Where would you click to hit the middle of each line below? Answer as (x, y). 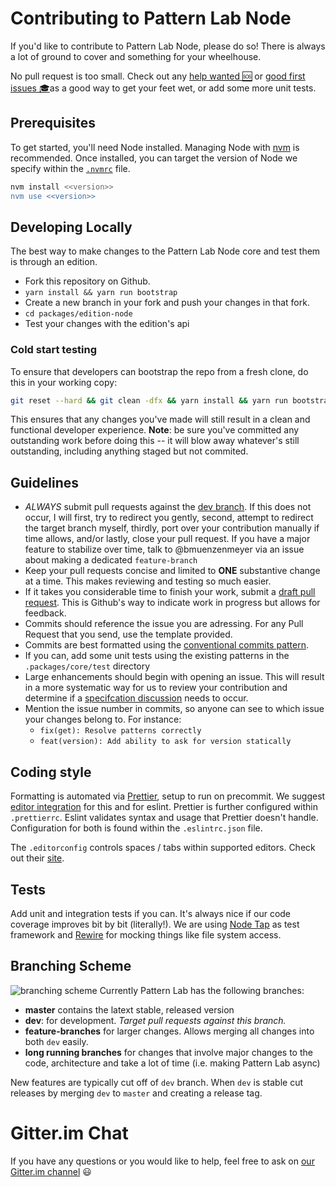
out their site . (37, 858)
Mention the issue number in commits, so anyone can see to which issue (174, 709)
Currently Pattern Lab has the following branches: (202, 990)
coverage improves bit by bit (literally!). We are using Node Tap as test (155, 924)
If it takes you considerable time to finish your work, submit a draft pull (170, 592)
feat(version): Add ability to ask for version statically (165, 742)
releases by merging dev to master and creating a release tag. (136, 1093)
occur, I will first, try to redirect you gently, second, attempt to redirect (169, 518)
